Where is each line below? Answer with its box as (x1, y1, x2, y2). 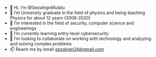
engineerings (9, 25, 37, 31)
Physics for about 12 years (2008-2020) (9, 15, 91, 20)
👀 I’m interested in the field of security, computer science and (9, 20, 134, 26)
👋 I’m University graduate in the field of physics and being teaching (9, 10, 145, 16)
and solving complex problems (9, 41, 72, 46)
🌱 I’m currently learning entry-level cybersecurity (9, 31, 109, 36)
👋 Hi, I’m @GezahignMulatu (9, 5, 65, 10)
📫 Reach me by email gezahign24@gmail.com (9, 46, 104, 52)
